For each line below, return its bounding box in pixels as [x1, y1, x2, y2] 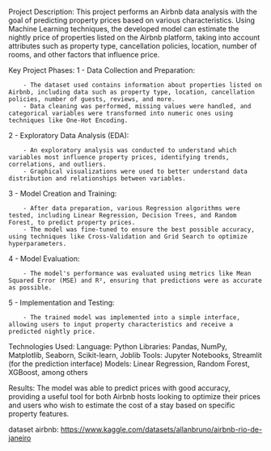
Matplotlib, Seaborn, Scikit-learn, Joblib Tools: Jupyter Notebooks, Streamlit [8, 351, 263, 360]
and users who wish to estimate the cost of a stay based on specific [8, 400, 235, 410]
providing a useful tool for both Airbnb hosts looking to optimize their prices [8, 392, 261, 401]
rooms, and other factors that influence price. [8, 50, 160, 59]
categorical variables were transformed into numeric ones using [8, 109, 233, 117]
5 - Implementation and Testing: [8, 298, 115, 307]
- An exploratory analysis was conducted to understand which [23, 146, 237, 154]
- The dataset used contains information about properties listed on [23, 81, 263, 89]
